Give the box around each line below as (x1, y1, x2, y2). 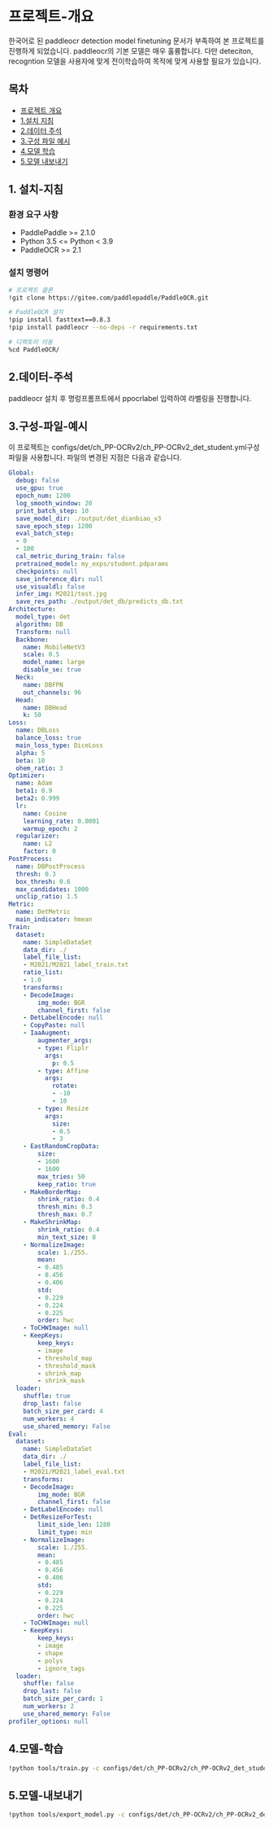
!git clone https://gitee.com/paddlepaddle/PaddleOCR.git (8, 294, 209, 302)
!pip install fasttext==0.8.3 (8, 316, 111, 324)
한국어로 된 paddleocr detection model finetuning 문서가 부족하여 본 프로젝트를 (8, 36, 265, 46)
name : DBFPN (23, 680, 63, 688)
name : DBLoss (15, 726, 60, 735)
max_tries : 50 (37, 1173, 85, 1181)
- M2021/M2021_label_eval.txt (23, 1467, 126, 1475)
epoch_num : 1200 (15, 492, 71, 500)
